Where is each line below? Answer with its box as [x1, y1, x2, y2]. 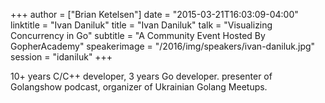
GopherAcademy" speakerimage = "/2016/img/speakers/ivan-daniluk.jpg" [10, 40, 316, 52]
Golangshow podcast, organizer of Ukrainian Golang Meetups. [10, 81, 268, 93]
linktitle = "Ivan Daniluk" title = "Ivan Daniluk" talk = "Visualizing [10, 19, 273, 31]
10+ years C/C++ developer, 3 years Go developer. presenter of [10, 70, 273, 82]
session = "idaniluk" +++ [10, 51, 113, 63]
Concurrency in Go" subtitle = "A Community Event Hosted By [10, 30, 266, 41]
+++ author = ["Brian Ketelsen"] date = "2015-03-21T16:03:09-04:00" [10, 9, 299, 20]
